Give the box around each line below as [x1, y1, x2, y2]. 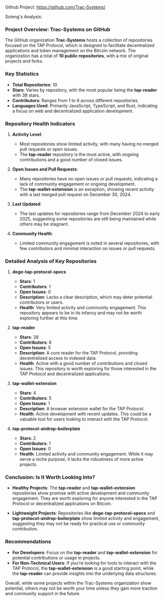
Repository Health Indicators [5, 120, 75, 127]
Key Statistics [5, 71, 39, 77]
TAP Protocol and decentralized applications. [19, 371, 111, 377]
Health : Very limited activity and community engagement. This [19, 305, 146, 311]
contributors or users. [19, 299, 64, 305]
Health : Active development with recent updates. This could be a [19, 411, 151, 417]
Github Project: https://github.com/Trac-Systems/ [5, 4, 106, 10]
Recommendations [5, 538, 52, 545]
